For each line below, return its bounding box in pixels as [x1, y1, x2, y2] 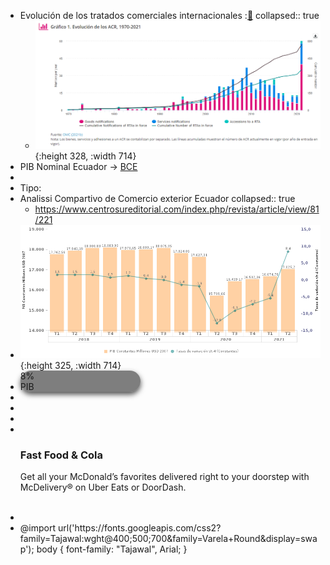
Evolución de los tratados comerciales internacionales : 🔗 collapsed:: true [19, 10, 320, 21]
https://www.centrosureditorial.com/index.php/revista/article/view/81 [34, 203, 320, 215]
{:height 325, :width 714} [19, 360, 122, 371]
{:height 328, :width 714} [34, 150, 137, 162]
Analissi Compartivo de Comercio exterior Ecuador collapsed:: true [19, 192, 296, 204]
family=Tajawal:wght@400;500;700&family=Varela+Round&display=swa [19, 533, 318, 545]
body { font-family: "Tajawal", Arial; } [36, 543, 188, 555]
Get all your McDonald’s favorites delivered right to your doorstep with [19, 471, 310, 483]
